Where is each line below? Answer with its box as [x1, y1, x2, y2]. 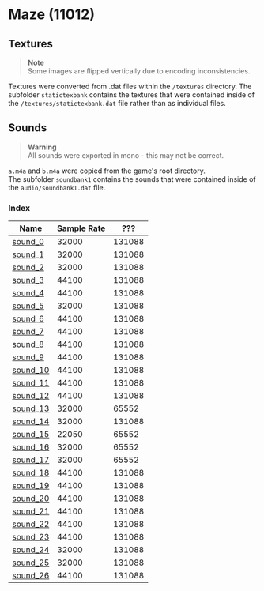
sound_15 [12, 429, 50, 440]
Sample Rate [56, 223, 106, 234]
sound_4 [12, 288, 45, 299]
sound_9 [12, 352, 45, 363]
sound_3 [12, 275, 45, 286]
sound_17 [12, 454, 50, 465]
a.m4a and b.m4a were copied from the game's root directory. [8, 166, 206, 175]
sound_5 [12, 300, 45, 311]
